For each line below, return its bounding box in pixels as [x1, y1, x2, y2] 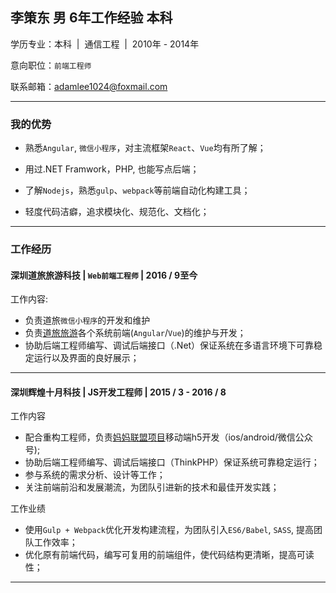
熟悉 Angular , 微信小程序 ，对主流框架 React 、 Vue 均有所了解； [24, 142, 267, 154]
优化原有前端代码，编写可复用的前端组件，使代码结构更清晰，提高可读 [24, 549, 315, 561]
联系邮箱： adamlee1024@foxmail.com [10, 80, 168, 92]
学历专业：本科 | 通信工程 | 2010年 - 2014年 [10, 38, 200, 50]
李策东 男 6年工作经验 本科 [10, 9, 173, 27]
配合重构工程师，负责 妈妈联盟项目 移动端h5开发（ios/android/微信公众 [24, 431, 313, 443]
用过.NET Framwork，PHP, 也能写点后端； [24, 163, 200, 175]
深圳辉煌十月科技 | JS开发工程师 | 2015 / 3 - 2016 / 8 [10, 386, 227, 398]
